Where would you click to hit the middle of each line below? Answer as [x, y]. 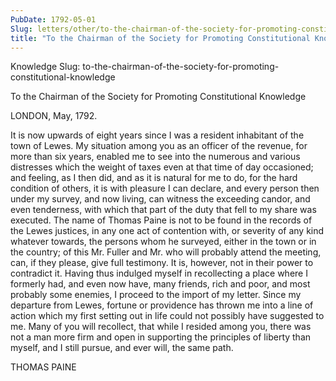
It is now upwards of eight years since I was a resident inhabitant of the [157, 135]
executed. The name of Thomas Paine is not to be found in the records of [161, 220]
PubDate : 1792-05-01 [53, 19]
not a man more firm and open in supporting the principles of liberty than [161, 337]
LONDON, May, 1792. [54, 116]
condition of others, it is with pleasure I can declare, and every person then [165, 188]
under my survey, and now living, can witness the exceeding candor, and [160, 199]
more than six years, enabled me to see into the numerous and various [155, 157]
